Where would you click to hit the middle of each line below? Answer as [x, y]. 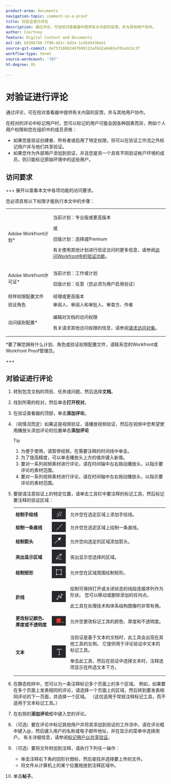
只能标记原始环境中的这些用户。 [60, 159]
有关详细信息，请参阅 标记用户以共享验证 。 [68, 737]
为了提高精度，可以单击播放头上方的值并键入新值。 [74, 457]
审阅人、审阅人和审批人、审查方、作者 [93, 304]
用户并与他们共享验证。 [42, 147]
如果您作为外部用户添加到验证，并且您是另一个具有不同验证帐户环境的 [87, 153]
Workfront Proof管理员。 [32, 351]
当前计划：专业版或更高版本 [82, 217]
